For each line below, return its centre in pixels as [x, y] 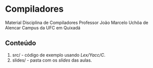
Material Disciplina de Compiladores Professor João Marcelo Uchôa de [77, 23]
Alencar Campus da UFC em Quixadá [43, 27]
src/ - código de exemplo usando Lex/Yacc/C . [59, 55]
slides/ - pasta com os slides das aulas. [52, 60]
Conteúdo [21, 43]
